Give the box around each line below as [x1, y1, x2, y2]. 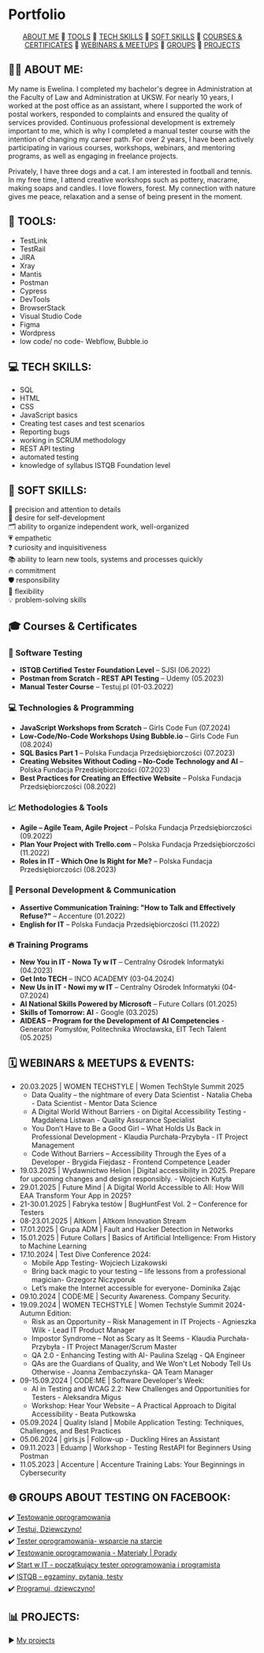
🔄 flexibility [8, 587, 45, 596]
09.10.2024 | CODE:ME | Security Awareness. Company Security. [19, 1291, 231, 1301]
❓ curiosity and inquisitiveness [8, 543, 107, 553]
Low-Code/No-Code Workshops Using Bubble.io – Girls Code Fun [19, 731, 239, 741]
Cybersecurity [19, 1468, 67, 1478]
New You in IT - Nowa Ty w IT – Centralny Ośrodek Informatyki [19, 957, 225, 967]
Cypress [19, 286, 47, 296]
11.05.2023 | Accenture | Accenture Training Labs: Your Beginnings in [19, 1459, 245, 1469]
